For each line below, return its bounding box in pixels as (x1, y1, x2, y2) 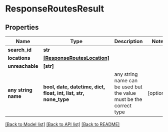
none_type (43, 96, 69, 103)
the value (114, 90, 136, 96)
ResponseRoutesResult (5, 3, 104, 15)
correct (114, 102, 131, 109)
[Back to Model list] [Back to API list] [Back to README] (5, 121, 120, 127)
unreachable (7, 63, 38, 69)
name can (114, 77, 138, 84)
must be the (114, 96, 142, 103)
